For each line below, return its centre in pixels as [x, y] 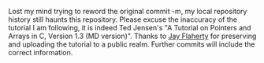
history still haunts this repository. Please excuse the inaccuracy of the [123, 19]
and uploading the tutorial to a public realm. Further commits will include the [132, 44]
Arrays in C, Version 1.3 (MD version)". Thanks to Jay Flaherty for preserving [132, 36]
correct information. [41, 52]
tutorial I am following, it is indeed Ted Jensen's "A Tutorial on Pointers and [130, 28]
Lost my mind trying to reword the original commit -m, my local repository [128, 11]
